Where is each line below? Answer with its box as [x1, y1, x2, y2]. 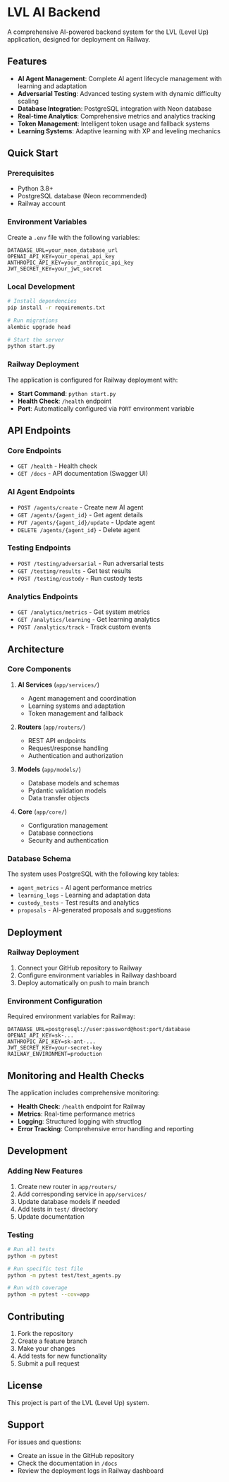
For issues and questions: [7, 1438, 82, 1446]
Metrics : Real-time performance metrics [17, 1109, 135, 1118]
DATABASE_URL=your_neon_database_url [7, 246, 118, 254]
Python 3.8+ [17, 184, 54, 193]
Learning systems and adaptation [27, 701, 125, 710]
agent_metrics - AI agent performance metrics [17, 884, 153, 892]
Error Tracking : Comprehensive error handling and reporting [17, 1124, 194, 1133]
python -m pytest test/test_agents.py [7, 1272, 121, 1279]
